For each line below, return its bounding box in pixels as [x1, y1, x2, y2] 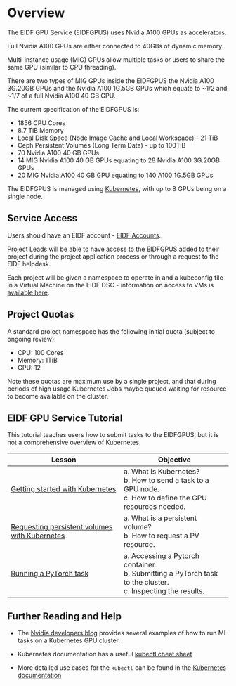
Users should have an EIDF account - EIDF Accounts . [7, 231, 162, 240]
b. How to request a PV [124, 531, 200, 541]
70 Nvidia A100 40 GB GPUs [17, 148, 100, 157]
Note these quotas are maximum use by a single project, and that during [7, 377, 216, 385]
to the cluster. [124, 578, 169, 588]
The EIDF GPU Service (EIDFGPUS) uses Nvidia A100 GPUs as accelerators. [7, 28, 227, 37]
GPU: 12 [17, 363, 41, 372]
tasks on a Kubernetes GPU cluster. [17, 636, 121, 645]
